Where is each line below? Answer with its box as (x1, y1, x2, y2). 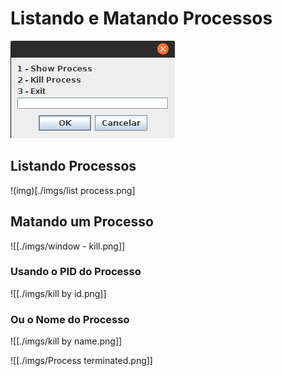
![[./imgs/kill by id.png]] (10, 287, 107, 299)
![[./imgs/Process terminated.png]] (10, 355, 153, 367)
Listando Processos (10, 158, 137, 175)
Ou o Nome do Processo (10, 312, 130, 326)
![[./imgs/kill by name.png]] (10, 335, 123, 347)
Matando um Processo (10, 213, 154, 231)
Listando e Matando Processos (10, 7, 273, 30)
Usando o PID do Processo (10, 265, 142, 279)
